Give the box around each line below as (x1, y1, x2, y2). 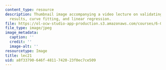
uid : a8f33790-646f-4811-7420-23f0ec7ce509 (5, 58, 96, 63)
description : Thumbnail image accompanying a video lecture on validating (5, 12, 163, 17)
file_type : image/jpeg (5, 26, 52, 31)
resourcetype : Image (5, 48, 48, 53)
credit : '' (9, 39, 32, 44)
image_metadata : (5, 30, 39, 35)
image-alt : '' (9, 44, 39, 49)
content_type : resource (5, 7, 54, 12)
